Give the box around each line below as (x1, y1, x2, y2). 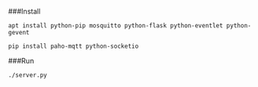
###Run (8, 56, 35, 65)
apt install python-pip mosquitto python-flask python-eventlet (8, 22, 223, 30)
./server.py (8, 71, 47, 79)
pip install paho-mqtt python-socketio (8, 42, 139, 50)
